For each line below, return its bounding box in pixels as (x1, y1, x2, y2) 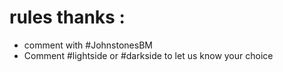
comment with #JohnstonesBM (23, 39, 153, 51)
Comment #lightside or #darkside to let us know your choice (23, 49, 274, 61)
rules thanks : (9, 6, 126, 29)
